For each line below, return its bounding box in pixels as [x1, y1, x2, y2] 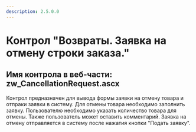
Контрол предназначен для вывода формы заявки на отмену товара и [6, 94, 184, 101]
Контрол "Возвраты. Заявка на [6, 33, 167, 47]
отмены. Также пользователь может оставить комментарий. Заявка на [6, 113, 187, 120]
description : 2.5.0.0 [6, 8, 60, 15]
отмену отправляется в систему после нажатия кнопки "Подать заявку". [6, 119, 191, 126]
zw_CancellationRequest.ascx [6, 79, 120, 89]
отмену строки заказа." [6, 46, 130, 59]
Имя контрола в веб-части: [6, 70, 113, 80]
